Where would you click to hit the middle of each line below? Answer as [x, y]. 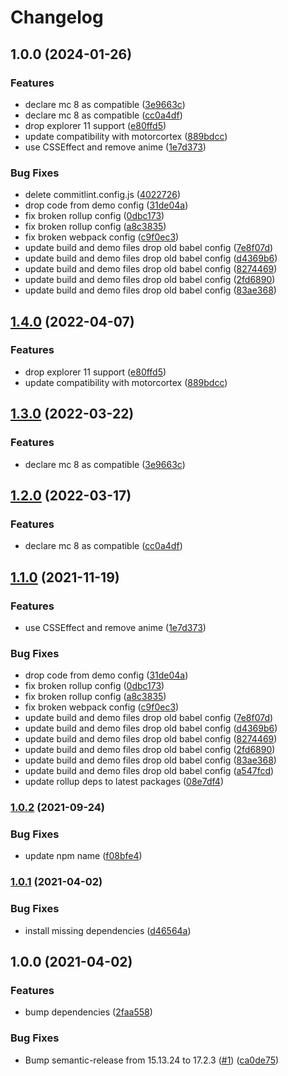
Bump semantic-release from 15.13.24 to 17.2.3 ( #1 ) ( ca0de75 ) [152, 1060]
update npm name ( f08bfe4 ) [83, 856]
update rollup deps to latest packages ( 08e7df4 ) [124, 782]
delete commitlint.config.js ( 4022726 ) [103, 195]
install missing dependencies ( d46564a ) [108, 930]
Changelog [57, 17]
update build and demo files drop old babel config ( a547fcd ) [149, 771]
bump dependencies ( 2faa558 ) [88, 1012]
